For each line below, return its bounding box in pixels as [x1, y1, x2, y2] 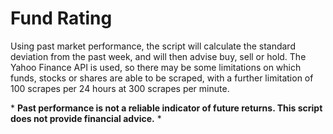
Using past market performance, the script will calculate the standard [10, 40, 296, 52]
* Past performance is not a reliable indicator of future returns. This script [10, 102, 323, 114]
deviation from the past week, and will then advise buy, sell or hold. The [10, 50, 307, 62]
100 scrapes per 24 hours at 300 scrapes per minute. [10, 82, 230, 94]
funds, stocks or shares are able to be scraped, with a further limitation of [10, 72, 314, 84]
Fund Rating [10, 7, 113, 30]
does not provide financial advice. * [10, 112, 162, 124]
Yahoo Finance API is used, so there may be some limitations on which [10, 61, 302, 73]
